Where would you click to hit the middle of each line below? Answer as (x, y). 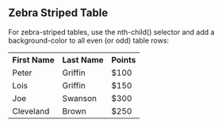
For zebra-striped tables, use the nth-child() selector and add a (111, 32)
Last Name (83, 60)
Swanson (80, 98)
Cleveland (31, 111)
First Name (33, 60)
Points (124, 60)
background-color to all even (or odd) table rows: (88, 40)
